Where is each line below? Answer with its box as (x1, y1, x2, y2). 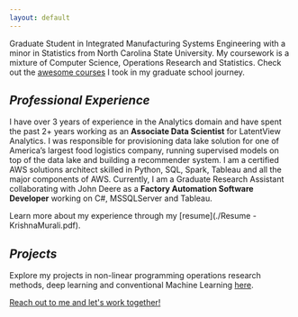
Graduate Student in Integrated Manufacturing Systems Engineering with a (9, 38, 286, 49)
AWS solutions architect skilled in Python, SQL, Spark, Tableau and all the (9, 164, 282, 176)
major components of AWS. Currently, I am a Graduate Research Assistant (9, 174, 284, 185)
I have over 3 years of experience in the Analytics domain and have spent (9, 116, 282, 127)
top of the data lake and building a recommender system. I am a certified (9, 155, 279, 166)
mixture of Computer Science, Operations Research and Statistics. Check (9, 57, 282, 68)
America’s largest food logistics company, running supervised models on (9, 145, 279, 156)
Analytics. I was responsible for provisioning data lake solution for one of (9, 136, 280, 147)
